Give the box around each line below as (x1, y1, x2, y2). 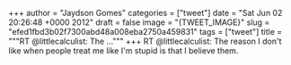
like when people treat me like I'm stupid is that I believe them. (8, 45, 239, 56)
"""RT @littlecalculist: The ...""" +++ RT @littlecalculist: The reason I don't (8, 36, 282, 46)
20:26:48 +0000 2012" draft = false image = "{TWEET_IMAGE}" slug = (8, 17, 270, 28)
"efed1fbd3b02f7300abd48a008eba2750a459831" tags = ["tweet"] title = (8, 27, 283, 37)
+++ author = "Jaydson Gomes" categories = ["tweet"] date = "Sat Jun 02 (8, 8, 283, 18)
